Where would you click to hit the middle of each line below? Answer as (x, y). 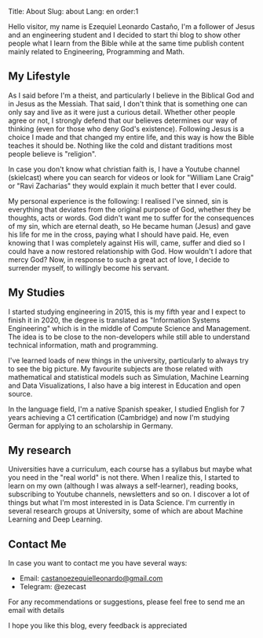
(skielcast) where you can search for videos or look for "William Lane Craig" (131, 177)
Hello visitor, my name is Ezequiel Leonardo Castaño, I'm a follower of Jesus (131, 26)
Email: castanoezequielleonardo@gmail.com (91, 578)
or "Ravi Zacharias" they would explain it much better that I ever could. (122, 186)
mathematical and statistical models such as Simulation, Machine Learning (129, 377)
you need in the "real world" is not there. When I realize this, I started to (124, 478)
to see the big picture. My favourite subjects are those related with (116, 368)
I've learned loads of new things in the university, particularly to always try (128, 360)
